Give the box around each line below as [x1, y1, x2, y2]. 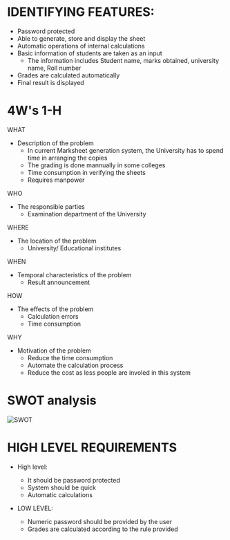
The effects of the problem [17, 305, 94, 313]
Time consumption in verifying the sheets [27, 168, 146, 176]
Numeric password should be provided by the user [27, 517, 173, 525]
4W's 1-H [7, 103, 62, 118]
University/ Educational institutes [27, 243, 122, 252]
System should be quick [27, 483, 97, 492]
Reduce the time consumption [27, 353, 113, 362]
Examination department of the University [27, 210, 146, 218]
